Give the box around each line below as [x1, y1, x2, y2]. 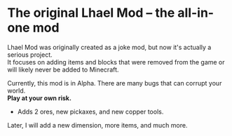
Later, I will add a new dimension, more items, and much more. [7, 121, 188, 129]
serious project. [7, 50, 53, 59]
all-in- [177, 5, 214, 21]
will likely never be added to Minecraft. [7, 65, 119, 74]
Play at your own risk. [7, 93, 72, 102]
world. [7, 86, 26, 95]
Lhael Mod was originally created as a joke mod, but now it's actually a [7, 43, 212, 51]
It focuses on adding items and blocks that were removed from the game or [7, 57, 226, 66]
